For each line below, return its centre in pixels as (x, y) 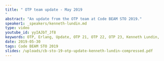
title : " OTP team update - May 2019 (44, 10)
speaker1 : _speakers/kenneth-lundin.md (46, 23)
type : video (17, 28)
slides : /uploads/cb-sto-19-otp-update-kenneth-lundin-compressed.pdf (79, 51)
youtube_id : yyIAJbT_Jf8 (31, 32)
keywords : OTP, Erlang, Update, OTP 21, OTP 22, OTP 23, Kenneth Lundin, (82, 37)
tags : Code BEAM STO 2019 (32, 46)
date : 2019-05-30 (23, 42)
